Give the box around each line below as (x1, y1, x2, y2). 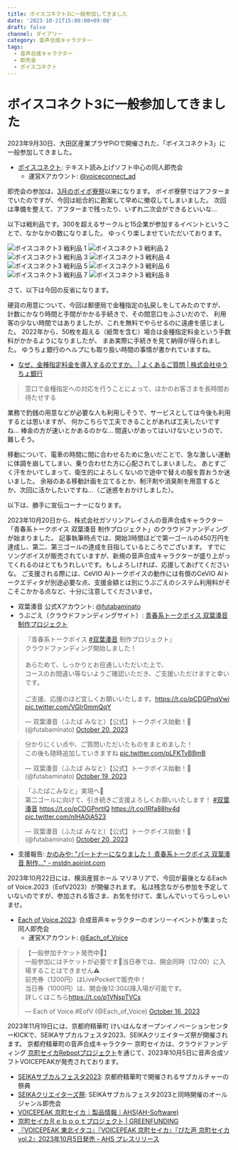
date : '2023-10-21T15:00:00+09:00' (7, 17, 113, 24)
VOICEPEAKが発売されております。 (19, 1057, 123, 1065)
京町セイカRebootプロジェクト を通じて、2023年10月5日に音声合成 (27, 1048, 224, 1057)
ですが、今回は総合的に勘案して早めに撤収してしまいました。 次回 (31, 196, 227, 204)
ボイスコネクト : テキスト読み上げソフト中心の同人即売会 (17, 163, 183, 171)
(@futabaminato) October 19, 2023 (24, 772, 127, 780)
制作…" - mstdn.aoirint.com (26, 858, 106, 867)
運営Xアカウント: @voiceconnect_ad (28, 171, 136, 180)
